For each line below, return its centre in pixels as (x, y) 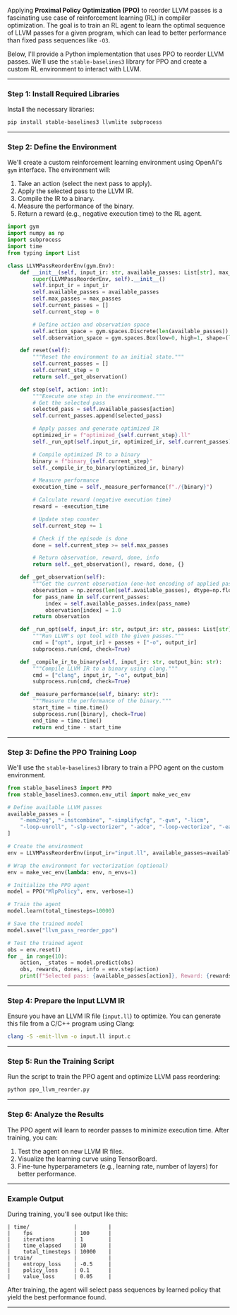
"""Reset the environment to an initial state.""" (109, 357)
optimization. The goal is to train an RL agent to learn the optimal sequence (116, 25)
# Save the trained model (45, 924)
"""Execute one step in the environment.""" (99, 396)
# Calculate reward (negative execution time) (102, 500)
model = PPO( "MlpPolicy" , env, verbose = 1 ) (71, 892)
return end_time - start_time (77, 727)
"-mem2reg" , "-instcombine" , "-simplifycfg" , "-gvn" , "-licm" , (115, 821)
